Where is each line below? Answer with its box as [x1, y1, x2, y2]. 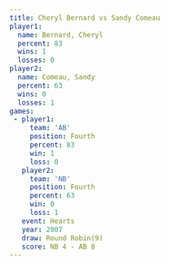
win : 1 [29, 148, 55, 158]
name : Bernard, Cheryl [17, 30, 104, 39]
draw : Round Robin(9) [21, 233, 104, 242]
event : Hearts [21, 216, 75, 226]
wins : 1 [17, 47, 47, 56]
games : [9, 107, 35, 116]
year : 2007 [21, 225, 64, 234]
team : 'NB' [29, 174, 71, 183]
